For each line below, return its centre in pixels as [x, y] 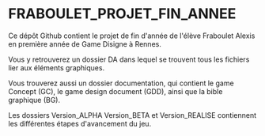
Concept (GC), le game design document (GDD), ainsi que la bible [115, 91]
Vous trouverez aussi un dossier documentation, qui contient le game [121, 83]
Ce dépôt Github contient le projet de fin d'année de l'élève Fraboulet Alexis [132, 36]
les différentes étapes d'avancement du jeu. [80, 123]
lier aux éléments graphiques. [57, 67]
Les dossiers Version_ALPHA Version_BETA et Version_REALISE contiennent [132, 115]
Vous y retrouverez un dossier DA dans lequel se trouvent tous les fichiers [129, 59]
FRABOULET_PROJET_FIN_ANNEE [122, 14]
